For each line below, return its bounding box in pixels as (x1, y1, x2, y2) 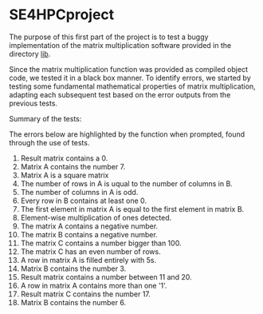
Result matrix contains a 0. (20, 153, 108, 163)
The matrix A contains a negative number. (20, 221, 159, 231)
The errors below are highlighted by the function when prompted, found (9, 129, 245, 139)
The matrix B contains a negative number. (20, 229, 158, 239)
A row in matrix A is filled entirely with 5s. (20, 255, 157, 264)
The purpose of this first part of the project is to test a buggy (9, 32, 209, 42)
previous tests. (9, 98, 58, 108)
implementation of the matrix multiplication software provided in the (9, 40, 232, 50)
